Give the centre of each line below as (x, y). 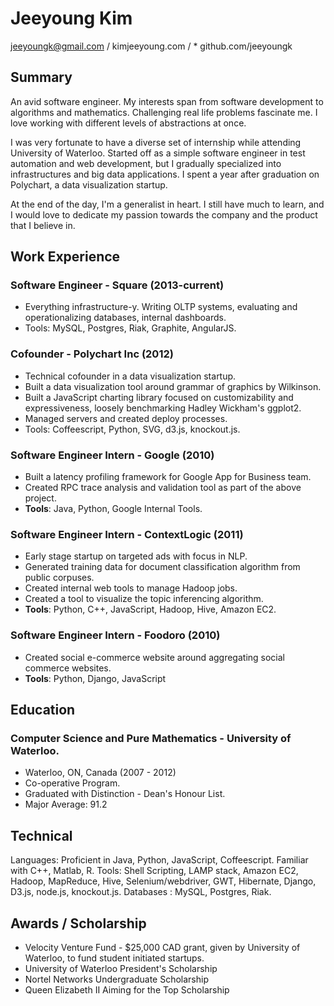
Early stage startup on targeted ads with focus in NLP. (136, 556)
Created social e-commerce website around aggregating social (155, 657)
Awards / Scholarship (78, 923)
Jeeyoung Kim (71, 18)
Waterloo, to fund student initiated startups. (114, 958)
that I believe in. (43, 225)
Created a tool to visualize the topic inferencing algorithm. (144, 599)
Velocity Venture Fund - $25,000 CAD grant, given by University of (162, 947)
